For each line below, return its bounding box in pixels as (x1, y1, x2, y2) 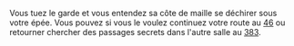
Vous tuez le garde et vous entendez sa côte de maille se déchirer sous (9, 8, 278, 18)
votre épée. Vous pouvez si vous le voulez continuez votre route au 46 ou (9, 17, 286, 28)
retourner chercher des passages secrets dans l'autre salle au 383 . (9, 27, 261, 37)
